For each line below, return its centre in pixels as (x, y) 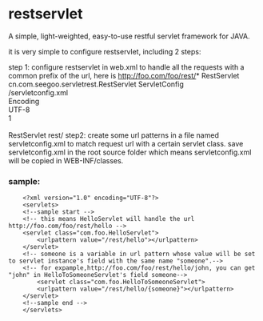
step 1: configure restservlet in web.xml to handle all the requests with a (126, 67)
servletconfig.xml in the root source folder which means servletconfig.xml (130, 152)
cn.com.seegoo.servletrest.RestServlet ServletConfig (96, 84)
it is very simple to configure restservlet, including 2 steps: (105, 51)
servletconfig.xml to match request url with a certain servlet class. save (126, 143)
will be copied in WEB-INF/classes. (66, 160)
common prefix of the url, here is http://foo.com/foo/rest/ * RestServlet (124, 75)
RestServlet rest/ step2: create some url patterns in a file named (114, 135)
